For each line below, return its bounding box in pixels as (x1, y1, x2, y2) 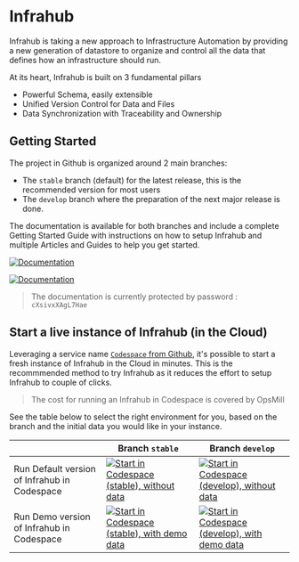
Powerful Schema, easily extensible (21, 89, 153, 100)
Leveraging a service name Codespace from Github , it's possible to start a (9, 348, 276, 359)
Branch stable (117, 442, 180, 454)
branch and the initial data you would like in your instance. (9, 420, 222, 431)
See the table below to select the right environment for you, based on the (9, 411, 278, 422)
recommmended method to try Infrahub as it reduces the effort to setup (9, 367, 272, 378)
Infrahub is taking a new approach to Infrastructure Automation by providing (9, 36, 288, 46)
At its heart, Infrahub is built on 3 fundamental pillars (9, 71, 202, 82)
